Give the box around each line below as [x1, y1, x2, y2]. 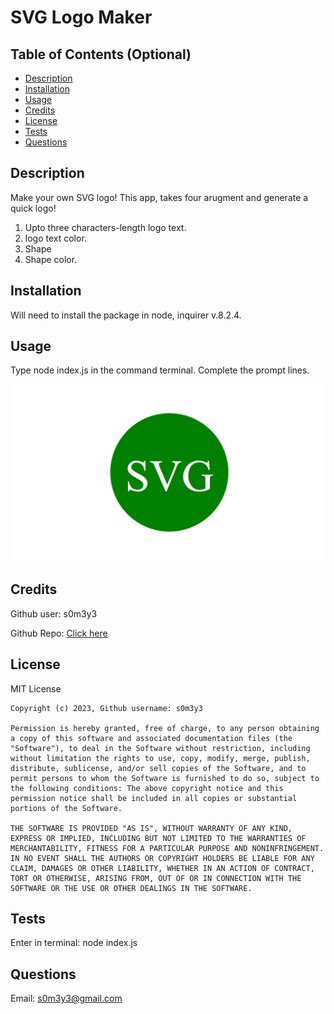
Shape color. [24, 253, 78, 265]
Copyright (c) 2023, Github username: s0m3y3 [10, 703, 203, 713]
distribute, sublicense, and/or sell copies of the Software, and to [10, 763, 307, 773]
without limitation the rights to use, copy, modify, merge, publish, [10, 753, 311, 763]
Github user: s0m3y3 [10, 607, 98, 620]
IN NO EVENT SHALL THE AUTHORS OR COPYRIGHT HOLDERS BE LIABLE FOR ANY [10, 853, 315, 863]
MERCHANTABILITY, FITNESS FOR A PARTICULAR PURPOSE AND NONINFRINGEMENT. [10, 843, 325, 853]
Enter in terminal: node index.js [10, 937, 138, 949]
